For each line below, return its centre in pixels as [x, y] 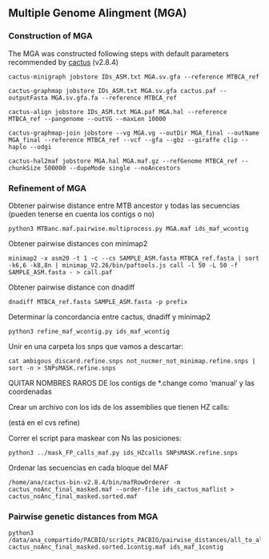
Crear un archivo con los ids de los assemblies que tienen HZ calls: [119, 407]
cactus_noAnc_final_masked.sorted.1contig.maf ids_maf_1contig [116, 547]
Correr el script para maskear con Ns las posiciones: [95, 438]
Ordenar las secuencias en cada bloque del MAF [88, 468]
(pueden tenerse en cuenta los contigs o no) [81, 214]
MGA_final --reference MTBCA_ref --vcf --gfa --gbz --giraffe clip [123, 140]
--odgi [40, 147]
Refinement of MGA [47, 188]
